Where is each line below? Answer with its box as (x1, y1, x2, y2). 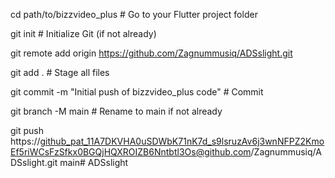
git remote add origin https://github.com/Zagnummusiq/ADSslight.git (10, 47, 293, 59)
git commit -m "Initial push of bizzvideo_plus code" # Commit (10, 86, 264, 98)
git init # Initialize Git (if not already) (10, 28, 157, 39)
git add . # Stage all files (10, 67, 110, 78)
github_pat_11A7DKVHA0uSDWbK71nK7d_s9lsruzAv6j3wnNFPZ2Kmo (39, 135, 325, 147)
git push (10, 125, 45, 136)
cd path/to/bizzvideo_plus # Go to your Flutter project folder (10, 9, 258, 20)
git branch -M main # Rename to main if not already (10, 105, 223, 117)
